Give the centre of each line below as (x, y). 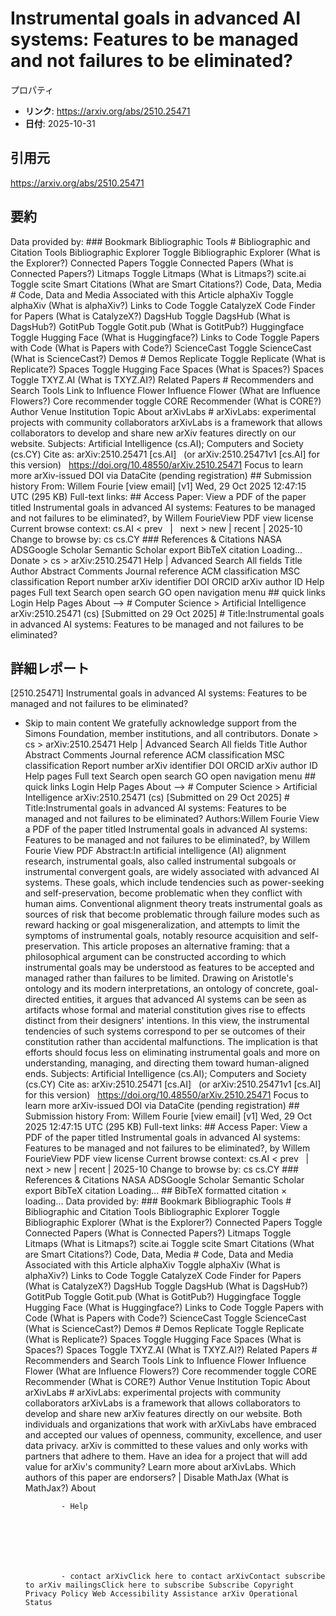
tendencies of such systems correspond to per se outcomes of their (165, 1031)
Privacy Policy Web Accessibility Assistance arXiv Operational (161, 1594)
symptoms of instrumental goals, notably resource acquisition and (161, 936)
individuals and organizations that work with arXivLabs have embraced (170, 1424)
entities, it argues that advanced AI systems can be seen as (184, 999)
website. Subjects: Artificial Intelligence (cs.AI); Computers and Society (157, 443)
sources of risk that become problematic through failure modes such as (172, 914)
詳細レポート (50, 668)
